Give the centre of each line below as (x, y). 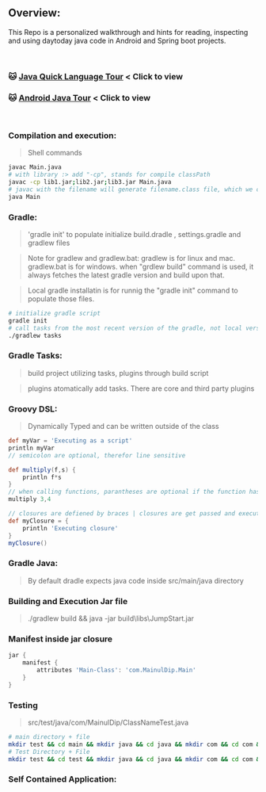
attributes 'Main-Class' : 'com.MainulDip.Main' (116, 670)
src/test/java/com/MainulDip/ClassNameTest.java (108, 723)
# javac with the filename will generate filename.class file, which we (131, 189)
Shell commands (55, 153)
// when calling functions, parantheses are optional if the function (127, 492)
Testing (23, 705)
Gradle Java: (33, 564)
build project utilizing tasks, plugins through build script (118, 373)
